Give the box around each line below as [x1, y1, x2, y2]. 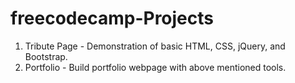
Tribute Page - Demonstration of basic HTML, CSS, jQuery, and [24, 40, 286, 52]
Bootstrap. [24, 50, 68, 62]
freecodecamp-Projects [10, 7, 215, 30]
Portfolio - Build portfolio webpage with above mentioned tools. [24, 61, 287, 73]
